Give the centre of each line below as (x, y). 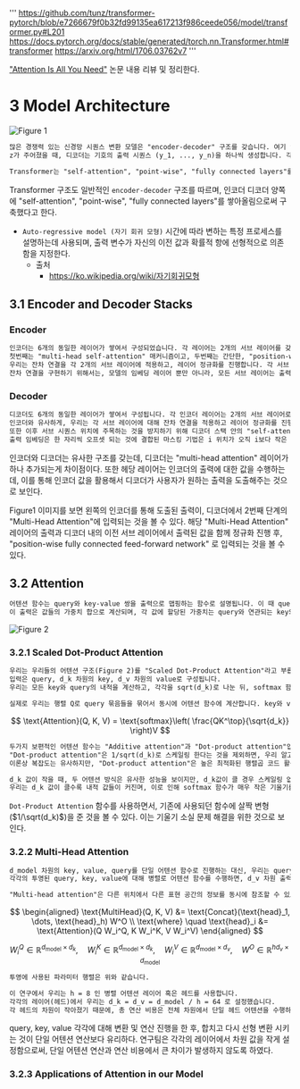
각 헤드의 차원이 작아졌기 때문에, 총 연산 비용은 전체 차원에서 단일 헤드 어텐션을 (139, 1010)
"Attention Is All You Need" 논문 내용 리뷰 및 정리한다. (104, 69)
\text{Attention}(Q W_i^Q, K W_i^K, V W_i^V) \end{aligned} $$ (150, 931)
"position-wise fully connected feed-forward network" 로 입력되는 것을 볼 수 (147, 543)
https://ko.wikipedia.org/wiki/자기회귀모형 (124, 275)
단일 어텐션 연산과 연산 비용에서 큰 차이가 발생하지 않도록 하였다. (162, 1051)
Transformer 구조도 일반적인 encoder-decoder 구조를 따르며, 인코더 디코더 (139, 189)
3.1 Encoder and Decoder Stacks (101, 304)
